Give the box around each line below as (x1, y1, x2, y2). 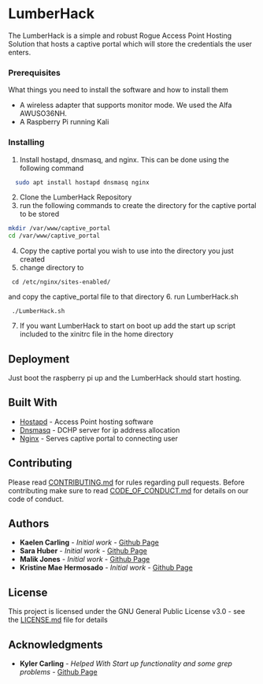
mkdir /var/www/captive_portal (8, 225, 111, 232)
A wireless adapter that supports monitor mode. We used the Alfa (19, 100, 232, 110)
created (19, 255, 46, 264)
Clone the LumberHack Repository (19, 192, 132, 202)
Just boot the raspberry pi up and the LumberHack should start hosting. (8, 373, 242, 382)
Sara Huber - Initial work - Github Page (19, 546, 147, 556)
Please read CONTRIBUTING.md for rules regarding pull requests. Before (8, 478, 246, 487)
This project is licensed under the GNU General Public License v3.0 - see (8, 607, 246, 616)
